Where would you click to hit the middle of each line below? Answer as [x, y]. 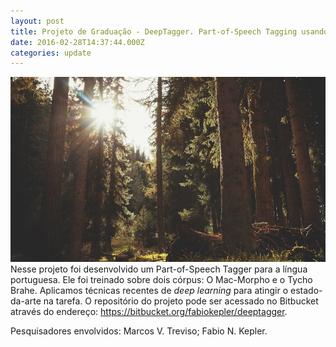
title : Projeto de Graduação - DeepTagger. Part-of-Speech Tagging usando [169, 31]
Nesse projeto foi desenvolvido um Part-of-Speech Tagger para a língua [159, 269]
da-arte [26, 301]
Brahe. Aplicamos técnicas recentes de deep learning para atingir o [149, 290]
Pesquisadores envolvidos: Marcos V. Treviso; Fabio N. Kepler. [139, 331]
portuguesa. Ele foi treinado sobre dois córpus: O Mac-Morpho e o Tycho [161, 279]
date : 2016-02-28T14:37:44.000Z [77, 42]
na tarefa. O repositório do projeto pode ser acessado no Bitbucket [181, 301]
